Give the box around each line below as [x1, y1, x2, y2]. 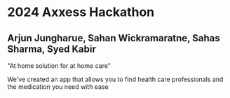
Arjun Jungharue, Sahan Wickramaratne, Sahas [7, 32, 220, 44]
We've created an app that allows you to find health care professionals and [7, 75, 224, 83]
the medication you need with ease [7, 83, 109, 91]
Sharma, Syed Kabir [7, 43, 96, 55]
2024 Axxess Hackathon [7, 4, 155, 20]
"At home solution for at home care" [7, 62, 111, 70]
